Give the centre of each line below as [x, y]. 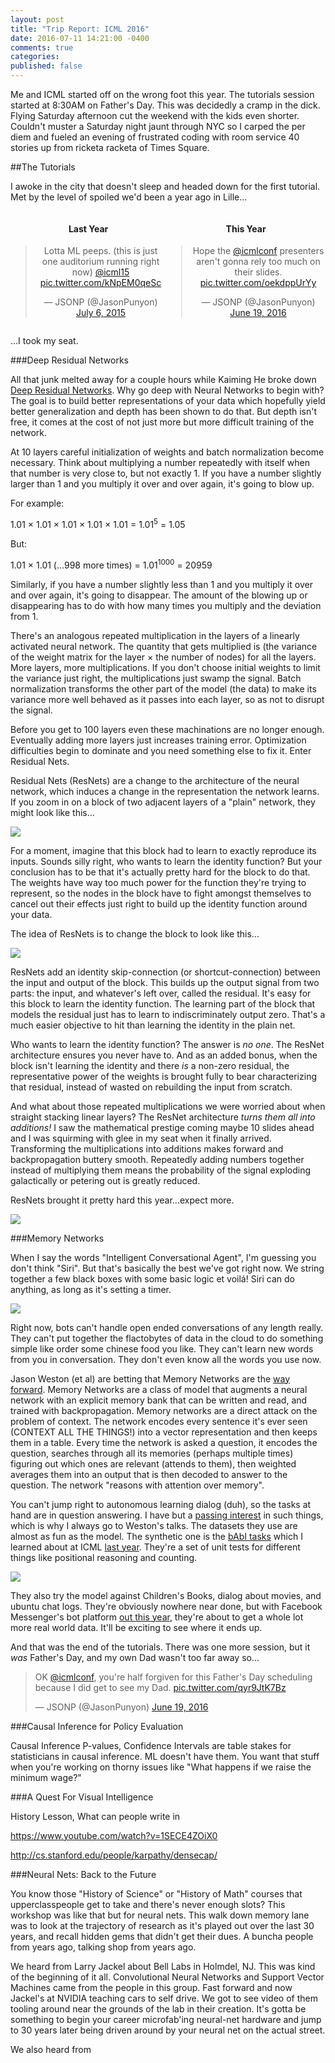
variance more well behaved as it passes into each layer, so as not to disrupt [167, 699]
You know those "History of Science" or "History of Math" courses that [156, 1893]
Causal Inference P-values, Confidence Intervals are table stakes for [151, 1745]
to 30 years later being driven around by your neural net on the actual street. [168, 2030]
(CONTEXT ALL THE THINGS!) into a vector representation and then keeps [164, 1432]
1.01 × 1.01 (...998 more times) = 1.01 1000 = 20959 [111, 564]
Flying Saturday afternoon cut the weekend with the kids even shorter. [155, 115]
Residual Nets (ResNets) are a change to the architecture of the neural [155, 780]
